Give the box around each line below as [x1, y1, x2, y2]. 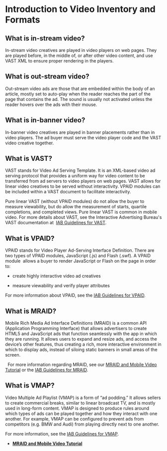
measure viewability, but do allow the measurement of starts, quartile [5, 204, 147, 210]
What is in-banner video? [5, 116, 85, 124]
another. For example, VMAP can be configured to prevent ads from [5, 416, 144, 422]
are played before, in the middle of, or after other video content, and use [5, 52, 153, 58]
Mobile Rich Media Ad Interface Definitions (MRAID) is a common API [5, 320, 147, 326]
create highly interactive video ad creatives [12, 273, 101, 279]
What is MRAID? [5, 307, 56, 315]
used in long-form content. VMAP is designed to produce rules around [5, 405, 150, 411]
